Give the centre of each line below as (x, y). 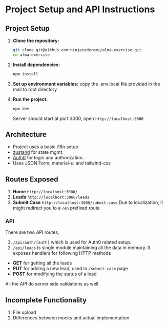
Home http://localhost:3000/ (45, 192)
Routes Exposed (32, 179)
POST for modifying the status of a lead (55, 274)
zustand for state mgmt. (38, 152)
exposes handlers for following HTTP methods (62, 253)
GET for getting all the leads (42, 263)
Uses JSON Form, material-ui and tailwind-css (62, 163)
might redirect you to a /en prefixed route (56, 208)
